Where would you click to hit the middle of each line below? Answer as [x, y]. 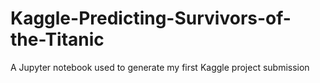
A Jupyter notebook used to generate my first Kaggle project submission [160, 67]
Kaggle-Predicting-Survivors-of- [151, 18]
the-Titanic [57, 39]
